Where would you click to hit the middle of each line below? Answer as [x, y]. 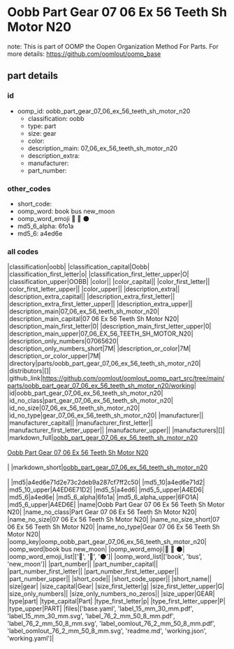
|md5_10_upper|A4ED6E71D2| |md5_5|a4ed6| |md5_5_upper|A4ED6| [105, 490]
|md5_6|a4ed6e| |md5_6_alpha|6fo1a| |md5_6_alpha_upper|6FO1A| [103, 497]
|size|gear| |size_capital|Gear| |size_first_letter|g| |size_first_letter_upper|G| [116, 586]
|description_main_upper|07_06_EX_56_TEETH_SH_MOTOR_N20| [100, 334]
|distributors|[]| [29, 371]
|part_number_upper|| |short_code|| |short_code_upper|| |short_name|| [109, 579]
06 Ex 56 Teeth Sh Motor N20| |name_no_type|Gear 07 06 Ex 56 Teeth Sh [114, 527]
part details [33, 76]
